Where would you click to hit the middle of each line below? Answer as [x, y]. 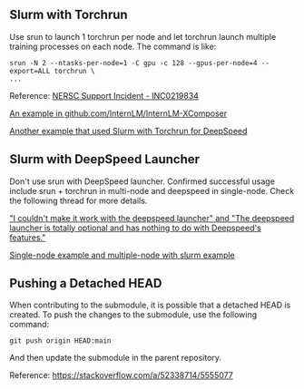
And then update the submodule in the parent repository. [116, 358]
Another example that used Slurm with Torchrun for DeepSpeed [128, 131]
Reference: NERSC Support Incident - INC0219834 [104, 95]
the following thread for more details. [78, 200]
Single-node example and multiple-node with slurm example [123, 255]
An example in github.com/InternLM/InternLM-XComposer [118, 113]
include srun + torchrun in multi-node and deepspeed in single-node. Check [152, 190]
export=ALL [30, 71]
